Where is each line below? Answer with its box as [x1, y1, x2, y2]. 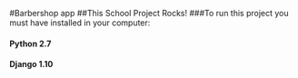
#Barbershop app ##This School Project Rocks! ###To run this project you [9, 8, 289, 18]
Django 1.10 [9, 59, 54, 70]
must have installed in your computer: [9, 17, 151, 28]
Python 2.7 [9, 38, 52, 49]
